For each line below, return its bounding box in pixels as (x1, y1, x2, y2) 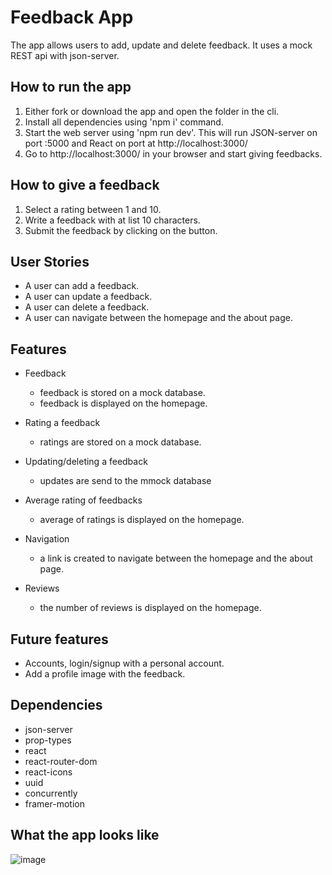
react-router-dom (24, 755, 98, 767)
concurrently (24, 787, 78, 799)
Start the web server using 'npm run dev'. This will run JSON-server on (24, 126, 318, 138)
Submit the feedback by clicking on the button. (24, 224, 218, 236)
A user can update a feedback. (24, 291, 153, 303)
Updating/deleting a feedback (24, 456, 148, 468)
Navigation (24, 533, 70, 545)
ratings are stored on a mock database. (39, 436, 202, 448)
